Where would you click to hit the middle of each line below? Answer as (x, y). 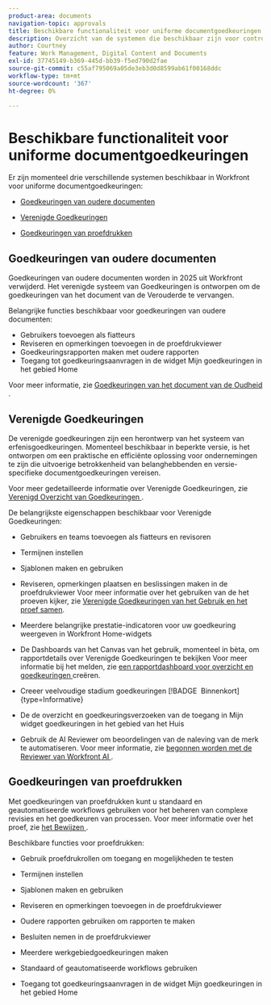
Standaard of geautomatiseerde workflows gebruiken (108, 968)
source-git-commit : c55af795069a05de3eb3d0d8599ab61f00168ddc (115, 69)
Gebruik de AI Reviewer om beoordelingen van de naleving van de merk (140, 739)
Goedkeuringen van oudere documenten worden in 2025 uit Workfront (126, 278)
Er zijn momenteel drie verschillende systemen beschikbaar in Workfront (129, 178)
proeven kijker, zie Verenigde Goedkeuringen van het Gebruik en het (133, 601)
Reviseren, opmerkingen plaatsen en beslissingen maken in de (124, 583)
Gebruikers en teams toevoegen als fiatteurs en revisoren (115, 536)
